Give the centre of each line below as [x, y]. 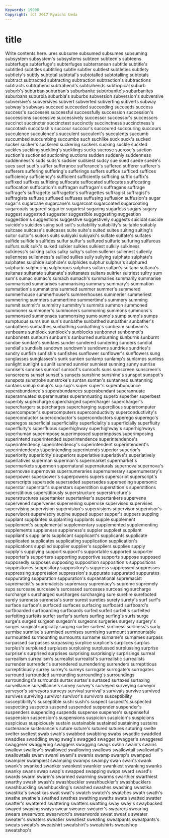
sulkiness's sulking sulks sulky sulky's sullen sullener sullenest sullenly [79, 252]
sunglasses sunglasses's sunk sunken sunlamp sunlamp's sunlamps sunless [84, 359]
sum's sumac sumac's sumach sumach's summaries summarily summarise [83, 278]
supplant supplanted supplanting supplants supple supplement [70, 519]
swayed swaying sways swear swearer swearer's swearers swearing [77, 809]
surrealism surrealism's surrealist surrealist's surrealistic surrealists [75, 659]
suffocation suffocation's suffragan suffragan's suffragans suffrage [75, 188]
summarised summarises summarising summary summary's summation [80, 284]
